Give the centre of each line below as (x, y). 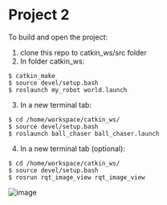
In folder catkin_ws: (52, 61)
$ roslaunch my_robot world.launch (68, 90)
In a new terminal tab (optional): (73, 148)
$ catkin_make (32, 76)
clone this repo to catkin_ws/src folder (83, 52)
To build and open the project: (58, 37)
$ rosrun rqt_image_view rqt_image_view (77, 177)
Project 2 (39, 15)
